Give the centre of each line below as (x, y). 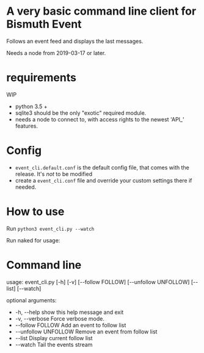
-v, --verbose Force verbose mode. (60, 318)
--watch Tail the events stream (54, 344)
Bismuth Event (44, 24)
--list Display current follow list (54, 338)
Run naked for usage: (33, 240)
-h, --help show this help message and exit (69, 312)
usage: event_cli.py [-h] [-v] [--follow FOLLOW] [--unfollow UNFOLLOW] (98, 282)
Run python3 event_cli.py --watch (50, 228)
